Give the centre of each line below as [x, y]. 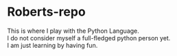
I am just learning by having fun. [52, 45]
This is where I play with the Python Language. [73, 31]
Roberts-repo [46, 12]
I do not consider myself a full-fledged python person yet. [89, 38]
